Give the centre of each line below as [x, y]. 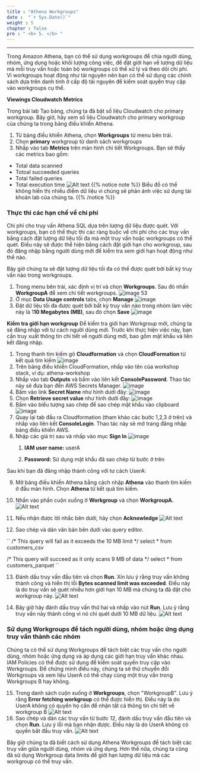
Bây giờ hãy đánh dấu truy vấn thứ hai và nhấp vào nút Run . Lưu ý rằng [102, 607]
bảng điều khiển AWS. [42, 430]
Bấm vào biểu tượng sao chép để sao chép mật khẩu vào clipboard [97, 405]
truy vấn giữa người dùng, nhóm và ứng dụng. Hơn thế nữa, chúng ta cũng [98, 748]
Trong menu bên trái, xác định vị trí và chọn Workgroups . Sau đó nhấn [102, 287]
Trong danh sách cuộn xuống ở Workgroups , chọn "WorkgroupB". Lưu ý [104, 693]
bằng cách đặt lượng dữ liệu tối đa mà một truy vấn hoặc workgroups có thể [99, 238]
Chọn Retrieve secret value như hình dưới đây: [73, 398]
